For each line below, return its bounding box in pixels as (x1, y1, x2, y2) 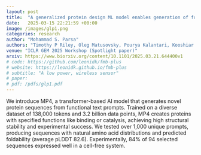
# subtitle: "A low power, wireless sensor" (6, 70, 119, 76)
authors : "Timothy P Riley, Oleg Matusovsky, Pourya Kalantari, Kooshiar (6, 42, 194, 48)
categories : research (6, 31, 60, 37)
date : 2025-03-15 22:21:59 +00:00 (6, 20, 98, 26)
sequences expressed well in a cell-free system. (6, 142, 126, 149)
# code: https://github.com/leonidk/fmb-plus (6, 59, 121, 65)
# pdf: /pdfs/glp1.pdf (6, 81, 63, 87)
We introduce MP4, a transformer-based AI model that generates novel (6, 98, 181, 105)
